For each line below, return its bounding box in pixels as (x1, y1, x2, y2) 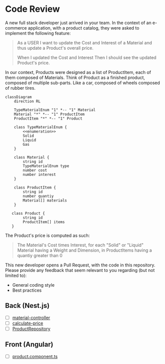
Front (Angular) (5, 340, 53, 349)
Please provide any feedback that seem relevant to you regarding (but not (5, 267, 155, 273)
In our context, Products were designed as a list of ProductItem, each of (5, 69, 151, 75)
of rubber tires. (5, 85, 36, 91)
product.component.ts (12, 353, 58, 359)
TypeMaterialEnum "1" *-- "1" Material (14, 107, 96, 112)
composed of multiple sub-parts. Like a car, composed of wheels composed (5, 80, 160, 86)
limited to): (5, 272, 27, 278)
